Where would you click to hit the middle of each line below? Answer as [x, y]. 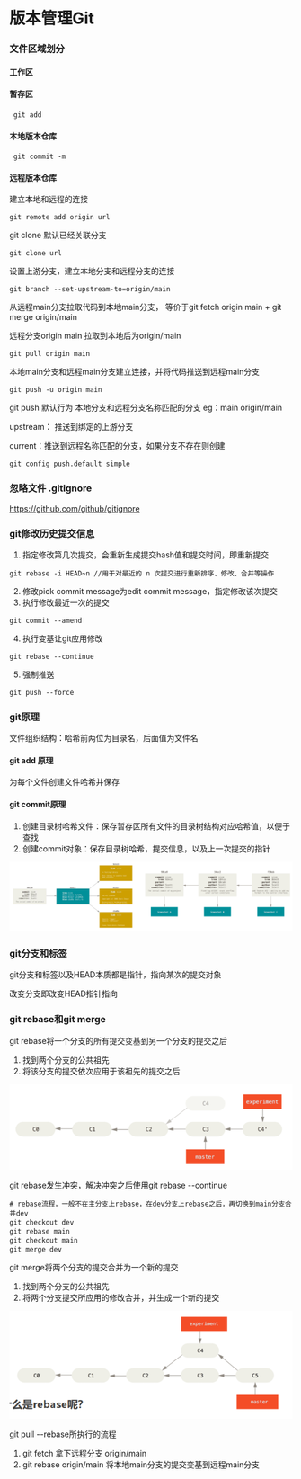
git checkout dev [42, 1222]
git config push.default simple [70, 464]
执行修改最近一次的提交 [66, 602]
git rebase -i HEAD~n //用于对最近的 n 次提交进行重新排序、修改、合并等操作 [142, 573]
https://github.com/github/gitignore [75, 508]
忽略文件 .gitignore [51, 488]
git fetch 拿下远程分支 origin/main [84, 1454]
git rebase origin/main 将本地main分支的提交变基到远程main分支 [141, 1465]
